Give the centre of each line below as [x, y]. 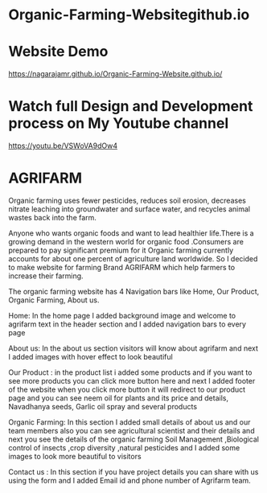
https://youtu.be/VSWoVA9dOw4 [63, 146]
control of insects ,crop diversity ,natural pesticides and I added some [124, 448]
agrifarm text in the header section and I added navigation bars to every [127, 324]
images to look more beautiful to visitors [75, 456]
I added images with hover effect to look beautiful [90, 357]
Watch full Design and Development [131, 107]
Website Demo [58, 52]
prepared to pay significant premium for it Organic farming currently [121, 250]
